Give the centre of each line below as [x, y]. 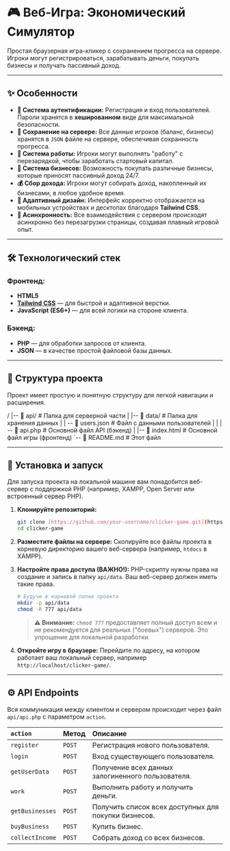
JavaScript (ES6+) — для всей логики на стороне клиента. [103, 310]
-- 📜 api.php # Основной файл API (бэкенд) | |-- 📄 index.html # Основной [112, 430]
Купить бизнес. [117, 826]
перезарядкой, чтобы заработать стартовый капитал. [95, 160]
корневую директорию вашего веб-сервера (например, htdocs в [112, 549]
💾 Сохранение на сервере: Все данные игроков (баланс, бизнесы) [115, 132]
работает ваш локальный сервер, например [82, 657]
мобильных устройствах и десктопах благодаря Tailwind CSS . [108, 207]
